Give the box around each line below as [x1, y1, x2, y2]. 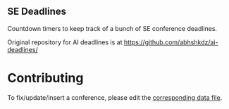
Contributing [7, 70, 84, 86]
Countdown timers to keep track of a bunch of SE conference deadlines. [7, 24, 217, 32]
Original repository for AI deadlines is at [7, 38, 123, 46]
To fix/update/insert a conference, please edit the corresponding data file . [7, 93, 223, 101]
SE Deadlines [7, 6, 67, 18]
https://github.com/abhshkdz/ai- [123, 38, 218, 46]
